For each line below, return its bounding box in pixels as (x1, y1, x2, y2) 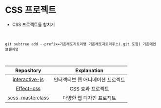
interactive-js (12, 76, 44, 83)
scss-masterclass (7, 94, 49, 101)
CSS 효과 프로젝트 (69, 85, 109, 92)
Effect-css (16, 85, 40, 92)
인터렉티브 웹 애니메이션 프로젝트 (53, 76, 125, 83)
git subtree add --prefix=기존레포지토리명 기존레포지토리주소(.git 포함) (5, 42, 141, 46)
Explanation (75, 67, 104, 74)
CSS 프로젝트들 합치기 (12, 22, 55, 27)
